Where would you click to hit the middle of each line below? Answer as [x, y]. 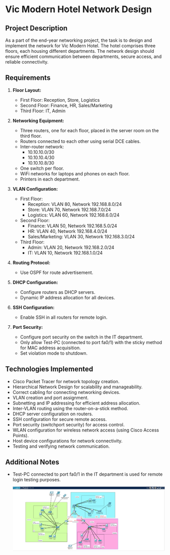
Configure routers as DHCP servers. [58, 292]
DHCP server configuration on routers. [53, 414]
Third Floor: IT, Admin [43, 111]
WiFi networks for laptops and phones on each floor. [75, 173]
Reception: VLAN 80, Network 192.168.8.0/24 [75, 204]
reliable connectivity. [27, 62]
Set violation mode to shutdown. [54, 353]
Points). [20, 435]
